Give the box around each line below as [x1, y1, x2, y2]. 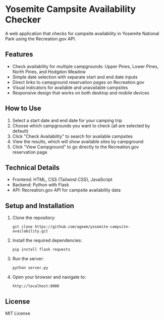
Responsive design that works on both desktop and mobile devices [12, 89, 150, 95]
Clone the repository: [12, 215, 56, 221]
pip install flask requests [12, 247, 70, 252]
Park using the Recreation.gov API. [5, 36, 76, 42]
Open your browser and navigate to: [12, 274, 86, 280]
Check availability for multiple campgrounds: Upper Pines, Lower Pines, [12, 63, 159, 69]
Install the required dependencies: [12, 238, 83, 243]
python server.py [12, 265, 49, 270]
